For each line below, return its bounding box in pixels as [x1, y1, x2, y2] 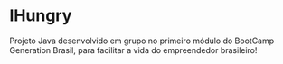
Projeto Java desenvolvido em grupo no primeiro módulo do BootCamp [9, 35, 275, 46]
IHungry [9, 5, 72, 26]
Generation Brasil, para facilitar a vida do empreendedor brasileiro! [9, 44, 258, 55]
